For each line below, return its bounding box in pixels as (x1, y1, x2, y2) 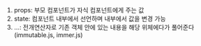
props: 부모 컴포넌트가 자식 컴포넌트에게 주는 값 (13, 6, 144, 14)
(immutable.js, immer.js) (13, 31, 83, 39)
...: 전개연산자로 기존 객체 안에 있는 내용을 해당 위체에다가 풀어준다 (13, 23, 195, 31)
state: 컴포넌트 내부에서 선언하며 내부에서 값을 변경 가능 (13, 14, 166, 23)
